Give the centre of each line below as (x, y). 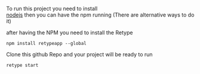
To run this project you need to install (52, 9)
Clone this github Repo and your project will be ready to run (80, 54)
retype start (22, 65)
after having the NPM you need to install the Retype (70, 33)
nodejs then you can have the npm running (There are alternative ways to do (100, 15)
